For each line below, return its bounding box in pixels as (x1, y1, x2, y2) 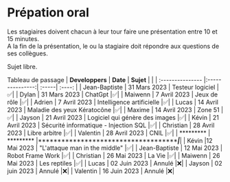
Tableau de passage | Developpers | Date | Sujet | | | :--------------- (7, 75, 203, 83)
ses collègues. (7, 49, 48, 57)
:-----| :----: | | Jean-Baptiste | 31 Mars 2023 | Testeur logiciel (40, 83, 216, 91)
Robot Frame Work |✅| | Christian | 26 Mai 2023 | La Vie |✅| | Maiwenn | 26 (7, 151, 220, 159)
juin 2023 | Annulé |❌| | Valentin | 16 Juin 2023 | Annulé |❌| (7, 166, 175, 175)
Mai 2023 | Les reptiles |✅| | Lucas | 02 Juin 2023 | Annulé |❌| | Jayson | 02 (7, 159, 222, 167)
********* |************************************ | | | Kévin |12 (7, 136, 213, 144)
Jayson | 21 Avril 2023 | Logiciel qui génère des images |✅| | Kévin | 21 (19, 113, 220, 121)
